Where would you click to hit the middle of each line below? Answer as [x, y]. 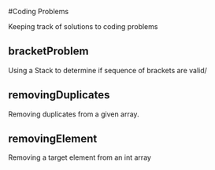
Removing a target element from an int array [80, 157]
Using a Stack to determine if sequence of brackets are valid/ [107, 70]
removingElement [53, 139]
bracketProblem [48, 52]
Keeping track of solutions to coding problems [83, 26]
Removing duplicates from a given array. [74, 114]
